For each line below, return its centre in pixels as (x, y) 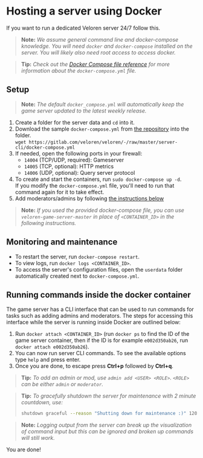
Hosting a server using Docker (84, 11)
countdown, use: (42, 402)
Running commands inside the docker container (99, 295)
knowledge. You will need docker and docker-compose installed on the (107, 46)
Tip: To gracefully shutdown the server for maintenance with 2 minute (108, 396)
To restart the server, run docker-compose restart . (77, 257)
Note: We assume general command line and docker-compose (100, 39)
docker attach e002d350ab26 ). (52, 347)
